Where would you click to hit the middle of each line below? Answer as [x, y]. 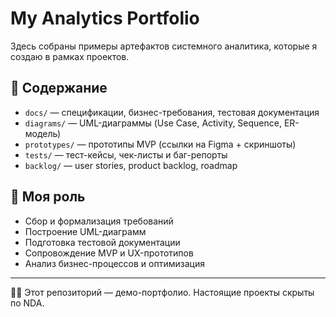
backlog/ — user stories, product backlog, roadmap [131, 165]
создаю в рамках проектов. [70, 56]
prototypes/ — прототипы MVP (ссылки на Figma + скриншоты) [160, 144]
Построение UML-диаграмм [85, 231]
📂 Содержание [59, 88]
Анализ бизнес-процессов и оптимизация [114, 263]
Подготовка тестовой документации [102, 242]
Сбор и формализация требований [99, 221]
